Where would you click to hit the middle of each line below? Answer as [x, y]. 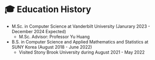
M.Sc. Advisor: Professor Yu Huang [54, 37]
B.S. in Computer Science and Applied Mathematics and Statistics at [80, 41]
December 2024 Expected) [39, 31]
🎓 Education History [48, 10]
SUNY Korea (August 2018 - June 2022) [52, 47]
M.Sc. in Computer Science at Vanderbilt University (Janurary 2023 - [81, 26]
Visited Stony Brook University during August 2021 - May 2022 [82, 52]
